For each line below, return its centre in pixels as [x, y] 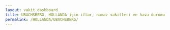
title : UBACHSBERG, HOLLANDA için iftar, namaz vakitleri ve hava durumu [85, 15]
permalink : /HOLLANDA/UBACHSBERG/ [42, 19]
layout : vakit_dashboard [32, 10]
